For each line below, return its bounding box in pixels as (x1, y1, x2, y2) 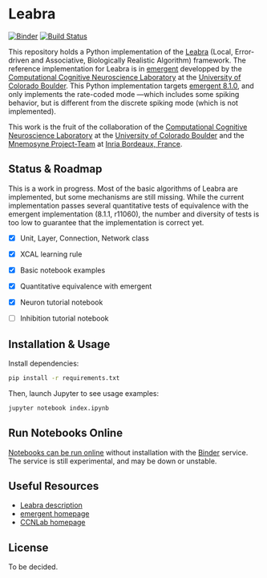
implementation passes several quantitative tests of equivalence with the (8, 200, 249, 210)
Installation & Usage (8, 338, 111, 351)
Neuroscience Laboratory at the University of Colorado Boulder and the (8, 130, 245, 140)
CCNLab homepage (19, 518, 86, 527)
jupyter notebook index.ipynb (8, 404, 110, 412)
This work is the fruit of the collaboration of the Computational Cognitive (8, 122, 248, 131)
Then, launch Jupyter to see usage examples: (8, 388, 159, 398)
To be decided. (8, 562, 59, 572)
